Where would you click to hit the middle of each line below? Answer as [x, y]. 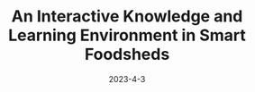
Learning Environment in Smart [127, 35]
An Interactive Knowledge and [127, 17]
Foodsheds [127, 54]
